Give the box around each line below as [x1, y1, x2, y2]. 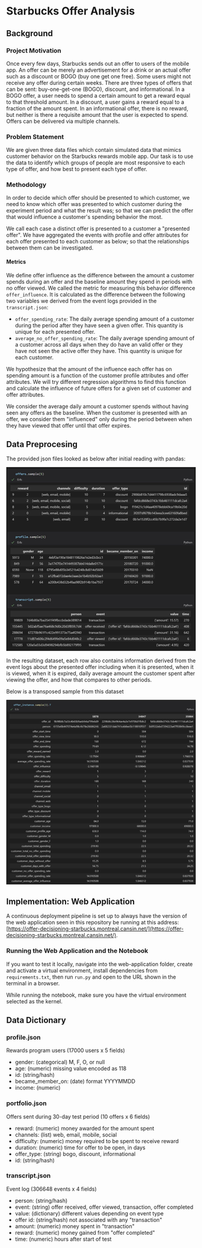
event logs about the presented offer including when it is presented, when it [6, 663, 194, 671]
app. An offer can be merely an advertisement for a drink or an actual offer [6, 66, 191, 74]
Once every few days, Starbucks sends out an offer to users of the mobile [6, 60, 189, 67]
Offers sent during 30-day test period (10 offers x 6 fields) [6, 1113, 150, 1120]
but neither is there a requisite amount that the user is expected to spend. [6, 111, 188, 118]
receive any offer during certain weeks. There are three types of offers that [6, 79, 192, 86]
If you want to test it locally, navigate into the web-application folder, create [6, 960, 194, 968]
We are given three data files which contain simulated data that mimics [6, 146, 182, 154]
